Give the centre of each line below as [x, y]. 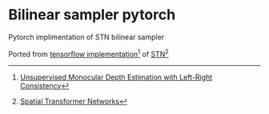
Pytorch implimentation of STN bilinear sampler [86, 37]
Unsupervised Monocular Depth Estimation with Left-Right [116, 77]
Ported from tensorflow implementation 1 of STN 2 [89, 53]
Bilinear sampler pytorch [92, 15]
